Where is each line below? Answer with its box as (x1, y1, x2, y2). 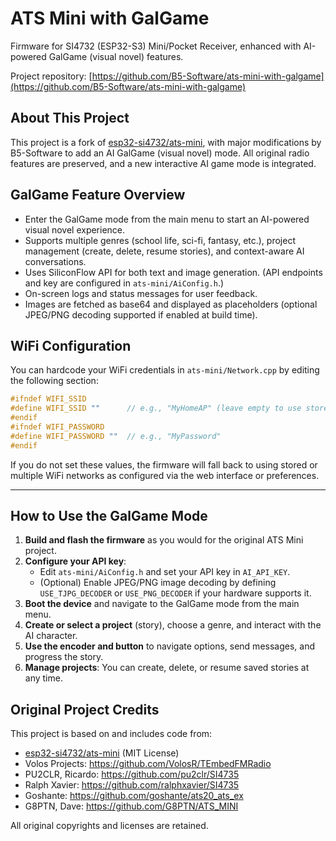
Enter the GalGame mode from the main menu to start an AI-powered (24, 213, 310, 225)
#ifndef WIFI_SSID (10, 394, 87, 404)
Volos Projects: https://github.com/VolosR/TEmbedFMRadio (24, 758, 272, 770)
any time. (24, 672, 63, 684)
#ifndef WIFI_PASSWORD (10, 422, 105, 432)
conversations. (24, 255, 87, 267)
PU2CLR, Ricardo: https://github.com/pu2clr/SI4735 (24, 768, 240, 781)
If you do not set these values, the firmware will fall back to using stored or (10, 458, 318, 471)
